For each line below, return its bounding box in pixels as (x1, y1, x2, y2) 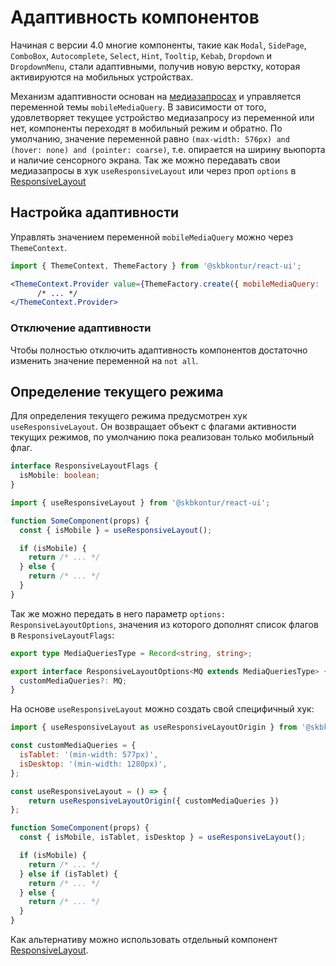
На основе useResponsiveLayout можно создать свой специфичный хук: (10, 703, 315, 715)
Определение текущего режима (10, 383, 224, 400)
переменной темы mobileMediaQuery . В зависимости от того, (10, 101, 267, 113)
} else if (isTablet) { (19, 869, 118, 879)
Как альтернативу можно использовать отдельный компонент (10, 934, 278, 946)
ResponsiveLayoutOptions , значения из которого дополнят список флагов (10, 618, 319, 630)
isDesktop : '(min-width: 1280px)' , (19, 759, 168, 769)
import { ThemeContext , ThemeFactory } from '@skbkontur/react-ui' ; (10, 261, 302, 271)
